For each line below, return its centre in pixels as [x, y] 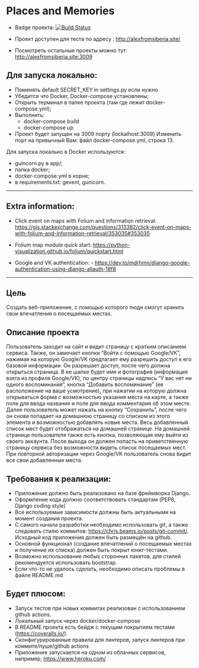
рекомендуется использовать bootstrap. [66, 563]
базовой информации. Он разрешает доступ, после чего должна [88, 366]
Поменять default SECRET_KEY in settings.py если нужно [86, 90]
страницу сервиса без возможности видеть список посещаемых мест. [96, 448]
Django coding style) [40, 506]
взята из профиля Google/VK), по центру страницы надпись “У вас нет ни [99, 378]
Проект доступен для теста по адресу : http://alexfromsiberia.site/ [97, 39]
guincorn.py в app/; [39, 163]
